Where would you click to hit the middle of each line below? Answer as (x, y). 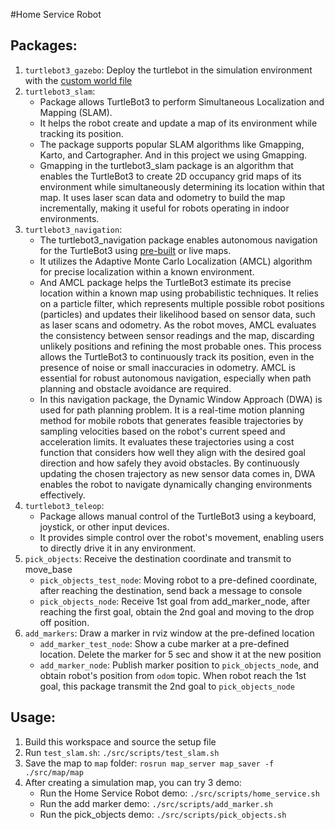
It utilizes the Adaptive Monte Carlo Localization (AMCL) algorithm (176, 261)
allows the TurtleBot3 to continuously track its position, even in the (177, 356)
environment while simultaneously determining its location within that (182, 186)
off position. (64, 622)
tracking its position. (81, 133)
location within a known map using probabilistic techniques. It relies (179, 293)
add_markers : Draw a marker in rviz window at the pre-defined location (169, 633)
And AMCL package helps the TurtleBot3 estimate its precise (165, 282)
